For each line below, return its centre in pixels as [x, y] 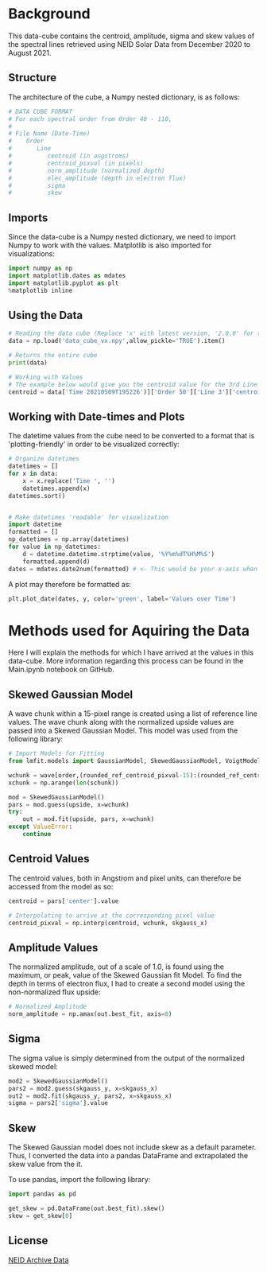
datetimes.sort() [37, 496]
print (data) [28, 363]
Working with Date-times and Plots [97, 416]
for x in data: [33, 474]
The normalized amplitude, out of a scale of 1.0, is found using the [116, 967]
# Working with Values [46, 377]
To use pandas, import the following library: [79, 1180]
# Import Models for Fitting [56, 754]
